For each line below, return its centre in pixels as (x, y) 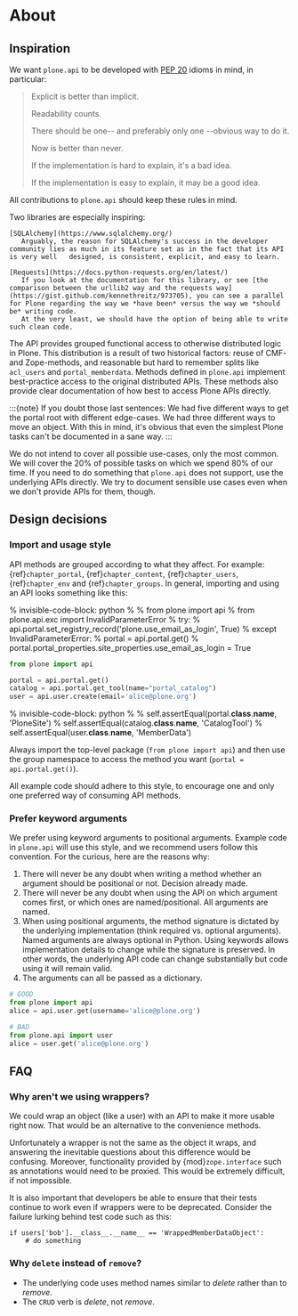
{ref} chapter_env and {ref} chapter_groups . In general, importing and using (145, 583)
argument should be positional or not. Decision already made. (135, 883)
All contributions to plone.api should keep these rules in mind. (123, 200)
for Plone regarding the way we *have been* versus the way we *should (145, 304)
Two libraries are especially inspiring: (77, 217)
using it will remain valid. (67, 969)
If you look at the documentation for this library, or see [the (145, 280)
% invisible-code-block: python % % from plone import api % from (132, 610)
